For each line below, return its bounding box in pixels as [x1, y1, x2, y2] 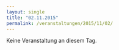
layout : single [6, 9, 45, 15]
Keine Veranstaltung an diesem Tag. [6, 37, 97, 45]
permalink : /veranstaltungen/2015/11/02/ [6, 20, 114, 26]
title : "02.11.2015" [6, 15, 59, 21]
